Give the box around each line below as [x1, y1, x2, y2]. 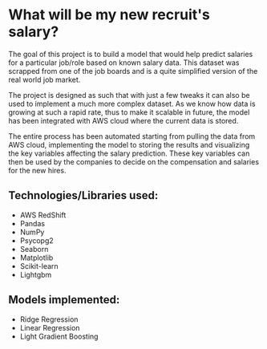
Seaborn [19, 244, 49, 254]
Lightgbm [19, 270, 52, 279]
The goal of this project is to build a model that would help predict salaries [8, 49, 253, 59]
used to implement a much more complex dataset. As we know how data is [8, 99, 256, 108]
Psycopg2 [19, 235, 54, 246]
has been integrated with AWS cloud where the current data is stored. [8, 116, 239, 125]
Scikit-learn [19, 261, 59, 270]
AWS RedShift [19, 210, 67, 220]
